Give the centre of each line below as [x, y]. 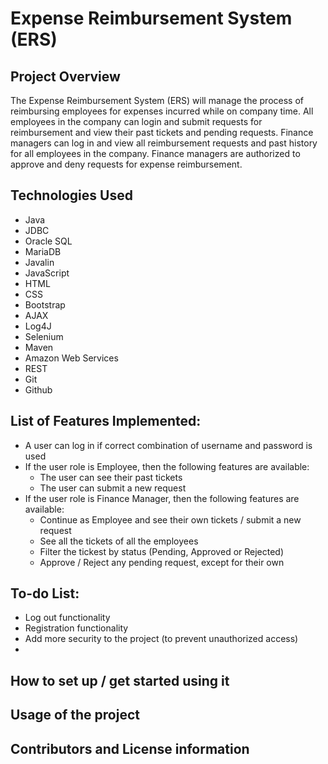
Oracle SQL [48, 241]
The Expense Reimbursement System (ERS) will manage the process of [157, 100]
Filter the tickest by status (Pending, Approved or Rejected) [162, 551]
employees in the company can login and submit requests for [136, 121]
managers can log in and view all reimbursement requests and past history [164, 143]
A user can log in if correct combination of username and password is [168, 445]
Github [38, 389]
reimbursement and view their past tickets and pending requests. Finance [162, 132]
